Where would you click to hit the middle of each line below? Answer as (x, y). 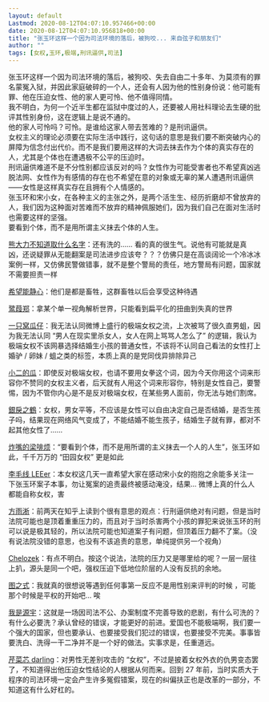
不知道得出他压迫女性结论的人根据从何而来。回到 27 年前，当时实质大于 (141, 670)
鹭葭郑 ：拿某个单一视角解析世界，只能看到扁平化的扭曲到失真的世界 (120, 308)
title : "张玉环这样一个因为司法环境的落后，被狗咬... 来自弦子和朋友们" (115, 38)
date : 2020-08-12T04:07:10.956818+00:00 (77, 30)
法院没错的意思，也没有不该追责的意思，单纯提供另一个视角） (124, 541)
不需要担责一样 (33, 274)
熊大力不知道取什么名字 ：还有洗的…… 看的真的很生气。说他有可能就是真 (128, 244)
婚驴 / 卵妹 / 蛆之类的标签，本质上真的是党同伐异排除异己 (102, 355)
